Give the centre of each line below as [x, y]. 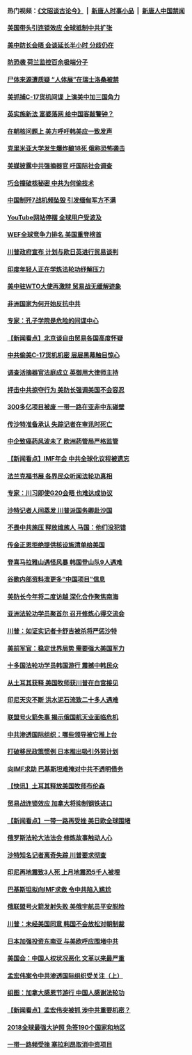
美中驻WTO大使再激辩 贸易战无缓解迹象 [64, 286]
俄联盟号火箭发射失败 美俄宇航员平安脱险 [66, 907]
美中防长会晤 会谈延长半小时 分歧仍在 [61, 45]
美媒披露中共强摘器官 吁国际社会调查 [60, 165]
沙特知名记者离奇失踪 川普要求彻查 [57, 855]
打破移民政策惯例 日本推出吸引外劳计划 [63, 751]
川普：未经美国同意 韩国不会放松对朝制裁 [66, 924]
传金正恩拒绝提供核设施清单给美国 [56, 545]
